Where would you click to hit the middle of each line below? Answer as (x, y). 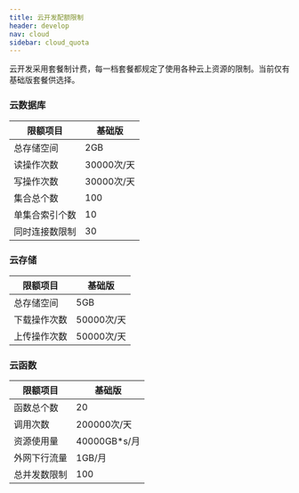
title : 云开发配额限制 (47, 17)
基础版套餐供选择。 (44, 80)
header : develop (39, 26)
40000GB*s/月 (108, 441)
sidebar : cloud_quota (49, 42)
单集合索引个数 (45, 215)
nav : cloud (29, 34)
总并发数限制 (41, 475)
